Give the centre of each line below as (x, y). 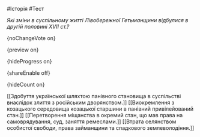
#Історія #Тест (26, 9)
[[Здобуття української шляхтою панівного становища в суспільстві (94, 96)
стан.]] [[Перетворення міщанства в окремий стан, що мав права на (95, 115)
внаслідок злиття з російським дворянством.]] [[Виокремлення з (91, 102)
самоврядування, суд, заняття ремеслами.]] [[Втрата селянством (92, 121)
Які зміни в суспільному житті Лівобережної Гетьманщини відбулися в (98, 20)
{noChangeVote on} (31, 38)
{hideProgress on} (29, 61)
